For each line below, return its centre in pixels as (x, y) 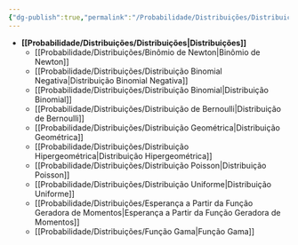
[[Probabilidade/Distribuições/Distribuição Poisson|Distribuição (150, 165)
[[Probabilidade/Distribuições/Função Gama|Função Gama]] (145, 231)
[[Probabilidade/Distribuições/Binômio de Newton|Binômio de (147, 52)
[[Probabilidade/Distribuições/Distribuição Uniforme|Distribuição (153, 184)
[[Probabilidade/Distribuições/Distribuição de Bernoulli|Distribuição (158, 108)
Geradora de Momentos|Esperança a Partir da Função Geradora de (157, 212)
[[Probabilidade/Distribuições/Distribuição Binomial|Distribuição (151, 90)
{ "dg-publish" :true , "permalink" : (70, 17)
